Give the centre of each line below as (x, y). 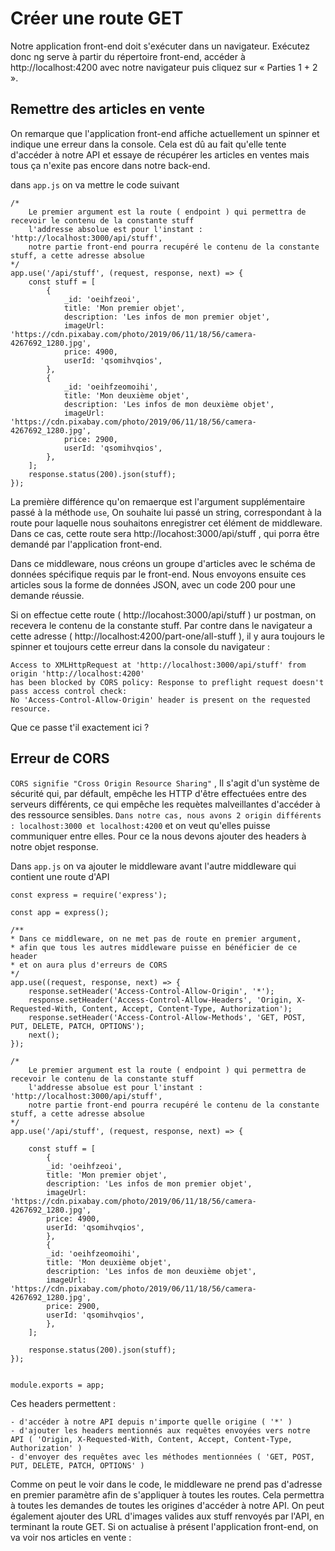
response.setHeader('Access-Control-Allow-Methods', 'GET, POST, (167, 1017)
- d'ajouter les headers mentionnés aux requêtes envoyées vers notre (160, 1430)
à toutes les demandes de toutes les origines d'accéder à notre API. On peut (167, 1505)
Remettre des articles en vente (108, 109)
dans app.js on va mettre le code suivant (95, 184)
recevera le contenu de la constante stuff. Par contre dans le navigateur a (161, 625)
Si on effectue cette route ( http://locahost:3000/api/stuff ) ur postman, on (163, 614)
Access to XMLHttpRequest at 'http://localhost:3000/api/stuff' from (158, 665)
